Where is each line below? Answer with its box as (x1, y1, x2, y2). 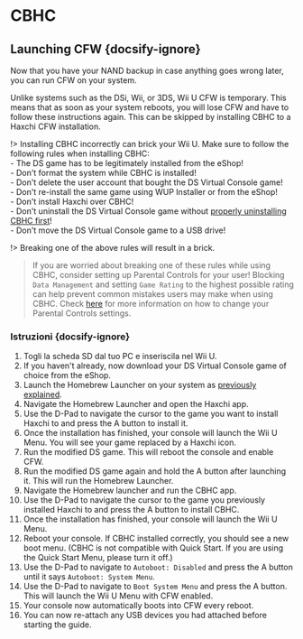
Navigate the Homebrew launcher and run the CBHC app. (23, 485, 237, 496)
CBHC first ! (10, 216, 52, 226)
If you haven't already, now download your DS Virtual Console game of (23, 360, 288, 371)
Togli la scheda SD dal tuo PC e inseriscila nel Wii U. (23, 351, 217, 362)
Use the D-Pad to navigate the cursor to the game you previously (23, 495, 265, 505)
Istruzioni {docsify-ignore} (10, 330, 130, 343)
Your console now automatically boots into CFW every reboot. (23, 600, 254, 611)
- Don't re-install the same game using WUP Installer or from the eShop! (10, 187, 278, 197)
